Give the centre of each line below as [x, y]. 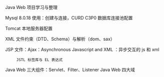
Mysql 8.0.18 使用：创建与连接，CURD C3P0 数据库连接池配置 [69, 18]
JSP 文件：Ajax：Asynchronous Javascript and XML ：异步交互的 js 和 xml [82, 49]
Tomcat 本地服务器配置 [29, 28]
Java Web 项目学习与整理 [31, 7]
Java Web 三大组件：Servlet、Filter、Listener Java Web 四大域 [70, 70]
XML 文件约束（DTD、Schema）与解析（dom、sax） [60, 39]
